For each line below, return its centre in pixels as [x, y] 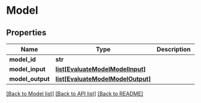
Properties [26, 33]
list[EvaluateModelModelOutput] [103, 79]
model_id [22, 59]
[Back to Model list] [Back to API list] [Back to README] [75, 94]
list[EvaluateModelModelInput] [100, 69]
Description [173, 49]
